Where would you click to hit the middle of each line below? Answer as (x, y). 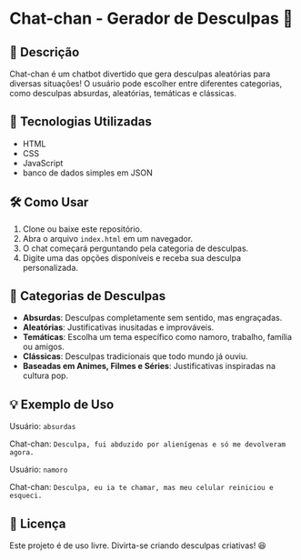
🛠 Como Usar (49, 202)
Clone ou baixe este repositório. (82, 229)
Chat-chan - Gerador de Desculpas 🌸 (151, 19)
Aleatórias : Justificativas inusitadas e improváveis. (118, 327)
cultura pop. (45, 375)
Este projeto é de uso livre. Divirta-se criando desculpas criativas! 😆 (138, 545)
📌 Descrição (45, 52)
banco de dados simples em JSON (87, 173)
